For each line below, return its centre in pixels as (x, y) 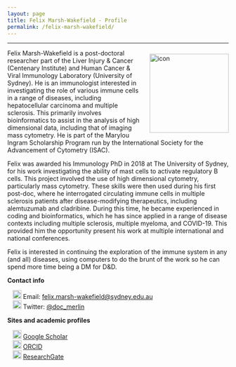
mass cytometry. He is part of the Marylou (68, 135)
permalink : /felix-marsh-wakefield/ (61, 27)
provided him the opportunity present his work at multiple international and (116, 231)
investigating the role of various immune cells (73, 91)
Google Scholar (45, 337)
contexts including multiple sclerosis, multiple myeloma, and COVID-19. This (117, 223)
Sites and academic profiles (49, 321)
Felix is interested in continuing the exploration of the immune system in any (117, 252)
